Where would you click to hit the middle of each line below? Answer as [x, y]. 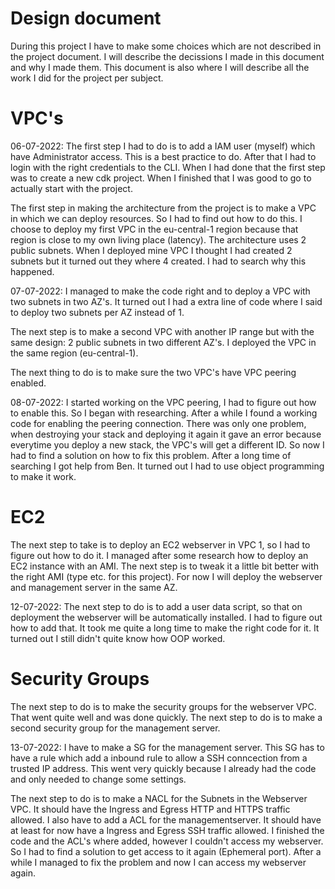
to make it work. [43, 476]
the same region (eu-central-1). [74, 353]
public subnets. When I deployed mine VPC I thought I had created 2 [151, 250]
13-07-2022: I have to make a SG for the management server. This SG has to [167, 747]
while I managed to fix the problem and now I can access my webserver [158, 862]
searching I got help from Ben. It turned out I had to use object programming [167, 466]
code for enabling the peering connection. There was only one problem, [158, 423]
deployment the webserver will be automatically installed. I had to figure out [166, 617]
